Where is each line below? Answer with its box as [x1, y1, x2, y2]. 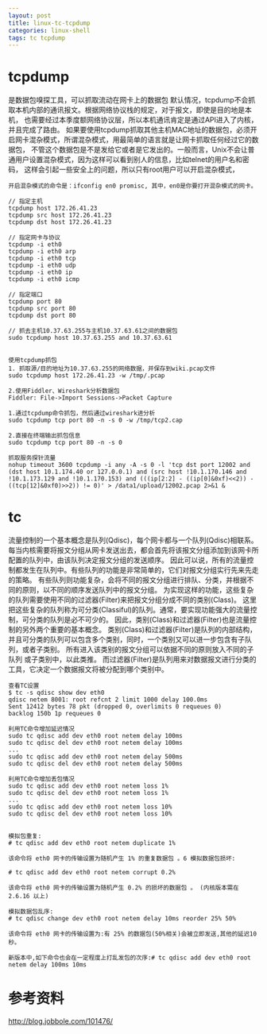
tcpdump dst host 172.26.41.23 [8, 218, 112, 226]
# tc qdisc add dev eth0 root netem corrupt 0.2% [8, 869, 176, 877]
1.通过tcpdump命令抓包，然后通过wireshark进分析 [8, 410, 156, 418]
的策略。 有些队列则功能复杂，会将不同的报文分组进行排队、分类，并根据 [8, 575, 247, 585]
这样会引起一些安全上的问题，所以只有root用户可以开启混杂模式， [23, 164, 240, 175]
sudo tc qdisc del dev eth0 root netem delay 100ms [8, 739, 183, 747]
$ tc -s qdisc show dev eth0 [8, 689, 105, 697]
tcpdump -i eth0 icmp [8, 276, 80, 284]
